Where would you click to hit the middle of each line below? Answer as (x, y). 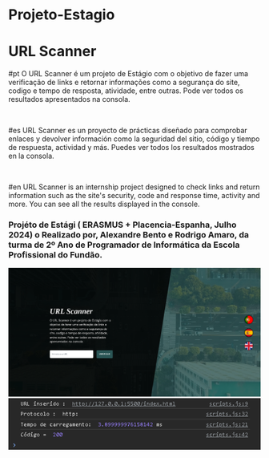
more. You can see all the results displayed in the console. (104, 204)
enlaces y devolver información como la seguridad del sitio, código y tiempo (134, 139)
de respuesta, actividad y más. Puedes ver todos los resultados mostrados (131, 148)
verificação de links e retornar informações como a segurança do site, (124, 83)
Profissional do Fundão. (55, 255)
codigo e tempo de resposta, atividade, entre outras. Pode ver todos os (126, 91)
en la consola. (31, 156)
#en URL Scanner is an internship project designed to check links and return (134, 187)
